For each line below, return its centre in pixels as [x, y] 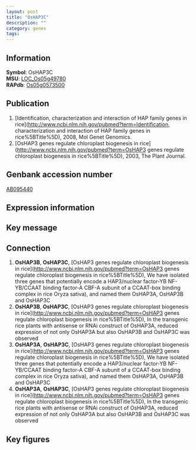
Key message [32, 228]
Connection [28, 248]
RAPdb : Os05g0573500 [36, 85]
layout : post [22, 12]
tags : [13, 34]
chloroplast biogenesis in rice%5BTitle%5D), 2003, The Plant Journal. [100, 156]
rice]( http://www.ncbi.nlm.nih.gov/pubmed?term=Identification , [92, 124]
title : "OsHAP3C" [28, 17]
